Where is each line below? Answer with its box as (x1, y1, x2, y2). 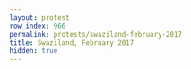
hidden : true (9, 47, 58, 56)
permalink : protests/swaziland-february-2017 (9, 30, 182, 39)
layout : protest (9, 13, 70, 22)
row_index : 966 (9, 22, 66, 30)
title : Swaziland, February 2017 (9, 38, 135, 47)
